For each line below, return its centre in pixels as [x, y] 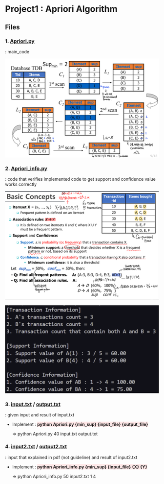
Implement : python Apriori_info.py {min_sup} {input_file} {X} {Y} [80, 467]
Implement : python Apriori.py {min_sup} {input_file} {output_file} [80, 424]
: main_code [17, 51]
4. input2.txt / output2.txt [36, 447]
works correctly [21, 184]
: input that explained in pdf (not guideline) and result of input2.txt [71, 457]
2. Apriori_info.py [26, 169]
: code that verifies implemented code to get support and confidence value [81, 179]
